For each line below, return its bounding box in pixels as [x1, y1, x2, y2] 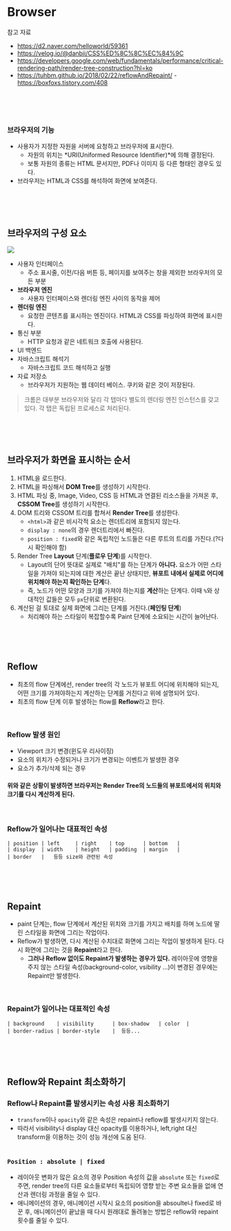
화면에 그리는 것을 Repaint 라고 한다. [24, 945, 123, 954]
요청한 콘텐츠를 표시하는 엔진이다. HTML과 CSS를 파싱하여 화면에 [27, 312, 205, 320]
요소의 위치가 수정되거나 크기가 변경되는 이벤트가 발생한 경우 [17, 755, 180, 763]
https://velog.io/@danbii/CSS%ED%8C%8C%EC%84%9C [17, 49, 184, 57]
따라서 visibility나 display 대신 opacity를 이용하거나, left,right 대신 [17, 1124, 198, 1133]
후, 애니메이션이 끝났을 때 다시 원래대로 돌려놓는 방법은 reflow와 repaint [24, 1207, 219, 1216]
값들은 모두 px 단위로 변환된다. [46, 595, 126, 603]
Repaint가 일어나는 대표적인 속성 [7, 1004, 110, 1014]
